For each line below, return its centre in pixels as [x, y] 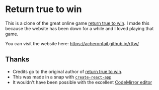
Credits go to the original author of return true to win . [67, 71]
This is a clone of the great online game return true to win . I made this [77, 23]
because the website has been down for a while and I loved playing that [79, 28]
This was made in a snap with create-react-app [62, 77]
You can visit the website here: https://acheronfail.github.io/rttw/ [72, 43]
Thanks [17, 60]
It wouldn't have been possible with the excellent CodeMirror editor [82, 82]
